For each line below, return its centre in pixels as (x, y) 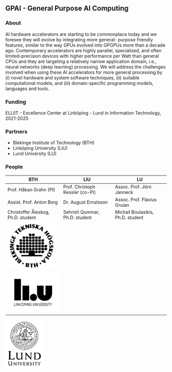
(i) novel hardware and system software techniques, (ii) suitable (72, 78)
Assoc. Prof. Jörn (133, 187)
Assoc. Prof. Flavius (136, 200)
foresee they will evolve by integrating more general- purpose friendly (79, 39)
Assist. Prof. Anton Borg (33, 202)
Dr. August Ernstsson (85, 202)
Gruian (122, 205)
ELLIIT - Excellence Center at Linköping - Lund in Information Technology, (83, 113)
